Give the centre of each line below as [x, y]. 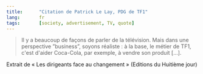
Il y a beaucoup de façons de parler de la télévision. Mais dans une [105, 40]
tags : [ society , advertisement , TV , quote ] [71, 23]
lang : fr [26, 17]
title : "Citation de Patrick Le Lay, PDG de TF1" [77, 12]
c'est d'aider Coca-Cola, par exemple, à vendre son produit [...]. [101, 53]
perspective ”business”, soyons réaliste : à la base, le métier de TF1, [106, 46]
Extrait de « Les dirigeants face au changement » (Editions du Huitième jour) [102, 64]
